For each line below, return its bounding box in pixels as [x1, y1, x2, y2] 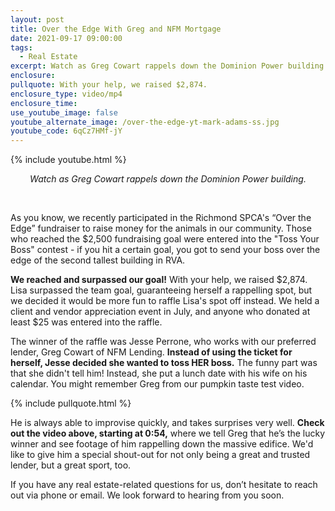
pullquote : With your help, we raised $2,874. [10, 80, 208, 90]
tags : [10, 42, 33, 53]
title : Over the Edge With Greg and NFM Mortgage [10, 24, 222, 34]
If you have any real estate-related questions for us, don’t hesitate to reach [10, 479, 318, 491]
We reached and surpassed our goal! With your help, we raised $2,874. [10, 274, 308, 286]
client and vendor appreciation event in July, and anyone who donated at [10, 306, 311, 318]
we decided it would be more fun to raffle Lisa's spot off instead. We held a [10, 295, 320, 307]
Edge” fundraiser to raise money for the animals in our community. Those [10, 222, 312, 235]
